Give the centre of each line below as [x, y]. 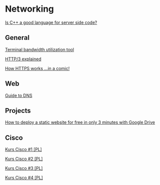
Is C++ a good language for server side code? [51, 22]
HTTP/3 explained [23, 59]
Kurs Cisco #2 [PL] [24, 159]
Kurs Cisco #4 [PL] [24, 178]
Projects [18, 111]
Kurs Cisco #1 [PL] [24, 149]
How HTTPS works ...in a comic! [37, 68]
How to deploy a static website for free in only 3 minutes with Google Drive [80, 122]
